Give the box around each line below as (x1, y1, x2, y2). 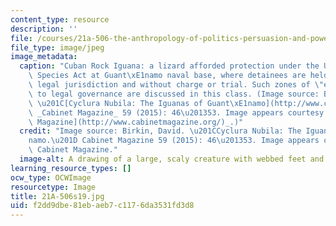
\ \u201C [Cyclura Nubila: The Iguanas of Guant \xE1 (28, 98, 248, 108)
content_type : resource (10, 14, 110, 25)
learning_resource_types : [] (10, 163, 132, 173)
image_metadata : (10, 52, 78, 62)
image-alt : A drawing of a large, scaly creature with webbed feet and (19, 154, 325, 164)
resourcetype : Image (10, 182, 97, 192)
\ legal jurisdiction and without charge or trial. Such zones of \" (28, 80, 325, 90)
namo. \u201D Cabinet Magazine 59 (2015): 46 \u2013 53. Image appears (28, 136, 320, 146)
